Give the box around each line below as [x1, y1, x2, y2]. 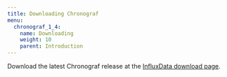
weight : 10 [20, 36, 52, 43]
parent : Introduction [20, 43, 83, 50]
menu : [7, 17, 23, 24]
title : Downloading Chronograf [7, 10, 99, 17]
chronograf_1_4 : [13, 23, 61, 30]
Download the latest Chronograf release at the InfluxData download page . [7, 62, 221, 70]
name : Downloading [20, 29, 74, 37]
